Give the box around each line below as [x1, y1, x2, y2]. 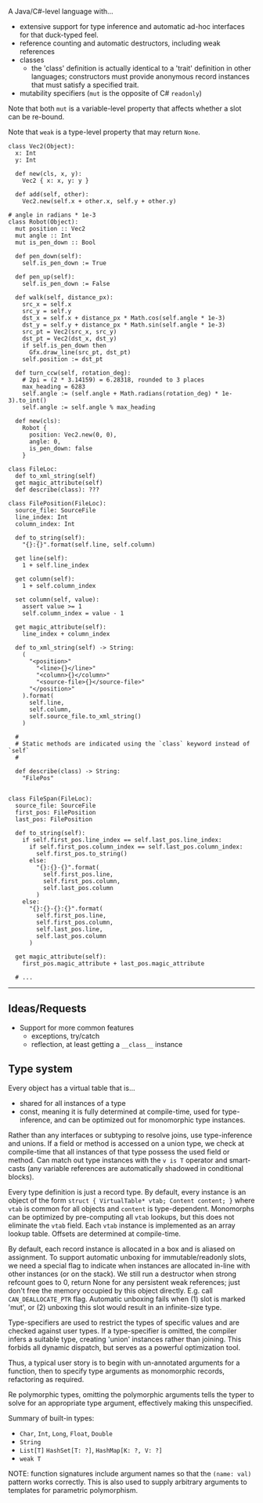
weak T [19, 1455, 41, 1463]
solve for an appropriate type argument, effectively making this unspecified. [8, 1398, 253, 1407]
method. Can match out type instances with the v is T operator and [8, 1155, 228, 1165]
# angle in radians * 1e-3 [8, 211, 96, 219]
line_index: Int [15, 513, 68, 521]
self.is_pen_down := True [22, 259, 107, 267]
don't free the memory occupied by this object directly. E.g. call [8, 1286, 213, 1295]
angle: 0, [28, 438, 61, 446]
